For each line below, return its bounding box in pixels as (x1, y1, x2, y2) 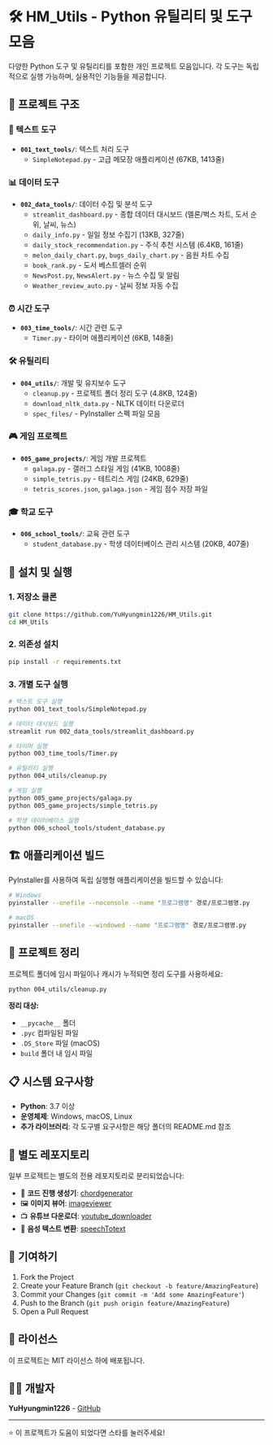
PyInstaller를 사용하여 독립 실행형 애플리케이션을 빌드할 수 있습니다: (8, 875, 223, 885)
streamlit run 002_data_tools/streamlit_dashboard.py (8, 727, 195, 736)
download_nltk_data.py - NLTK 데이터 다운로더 (32, 398, 184, 408)
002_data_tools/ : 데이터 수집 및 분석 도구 (19, 199, 153, 208)
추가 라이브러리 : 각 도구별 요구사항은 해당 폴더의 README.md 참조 (19, 1122, 232, 1132)
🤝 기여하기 (8, 1250, 58, 1264)
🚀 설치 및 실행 (8, 565, 73, 578)
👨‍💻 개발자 (8, 1382, 55, 1395)
